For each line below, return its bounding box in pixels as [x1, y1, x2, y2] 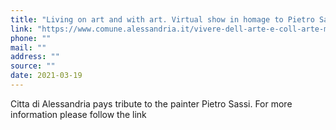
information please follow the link [10, 108, 147, 120]
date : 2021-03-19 [10, 71, 83, 81]
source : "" [10, 61, 56, 71]
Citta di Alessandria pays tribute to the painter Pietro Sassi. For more [10, 97, 293, 110]
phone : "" [10, 33, 52, 43]
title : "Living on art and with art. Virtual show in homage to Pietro [10, 14, 315, 25]
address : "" [10, 52, 60, 62]
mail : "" [10, 42, 47, 53]
